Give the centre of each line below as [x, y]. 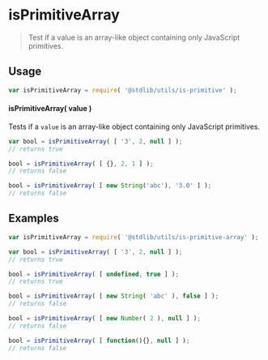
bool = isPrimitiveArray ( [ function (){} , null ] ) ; [99, 341]
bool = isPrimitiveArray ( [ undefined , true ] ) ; [94, 274]
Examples [34, 219]
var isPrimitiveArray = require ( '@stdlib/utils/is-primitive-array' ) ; [134, 237]
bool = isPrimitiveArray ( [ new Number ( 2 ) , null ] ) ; [104, 319]
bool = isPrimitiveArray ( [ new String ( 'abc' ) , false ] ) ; [114, 296]
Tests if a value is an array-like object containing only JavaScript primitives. [134, 126]
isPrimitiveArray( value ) [50, 109]
